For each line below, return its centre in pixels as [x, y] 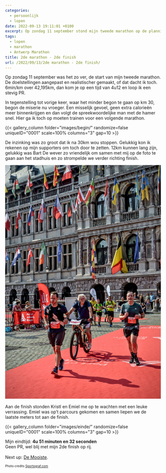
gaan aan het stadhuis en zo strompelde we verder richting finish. [72, 158]
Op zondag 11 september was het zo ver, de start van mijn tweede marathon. [83, 77]
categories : [17, 10]
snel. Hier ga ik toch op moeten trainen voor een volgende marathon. [75, 118]
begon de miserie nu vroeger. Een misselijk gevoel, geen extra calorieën [79, 108]
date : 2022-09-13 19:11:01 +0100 [40, 26]
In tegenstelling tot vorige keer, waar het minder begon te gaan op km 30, [80, 102]
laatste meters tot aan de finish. [37, 417]
